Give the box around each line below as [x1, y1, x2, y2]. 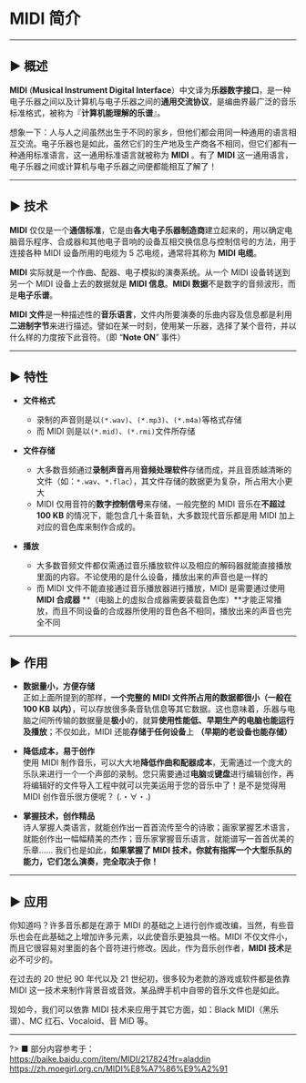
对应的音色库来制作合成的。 [36, 521, 141, 533]
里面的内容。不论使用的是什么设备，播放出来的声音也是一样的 [36, 571, 269, 583]
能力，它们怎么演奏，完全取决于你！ [22, 856, 159, 867]
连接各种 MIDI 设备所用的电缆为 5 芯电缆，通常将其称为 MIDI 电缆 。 [9, 247, 262, 258]
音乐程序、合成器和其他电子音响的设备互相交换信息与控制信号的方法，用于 [16, 236, 297, 247]
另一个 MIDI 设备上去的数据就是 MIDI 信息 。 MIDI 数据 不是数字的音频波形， [9, 278, 289, 289]
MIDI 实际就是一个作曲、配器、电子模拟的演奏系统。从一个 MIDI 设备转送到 [9, 266, 291, 278]
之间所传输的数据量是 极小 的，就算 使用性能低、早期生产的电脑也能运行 [30, 715, 294, 726]
